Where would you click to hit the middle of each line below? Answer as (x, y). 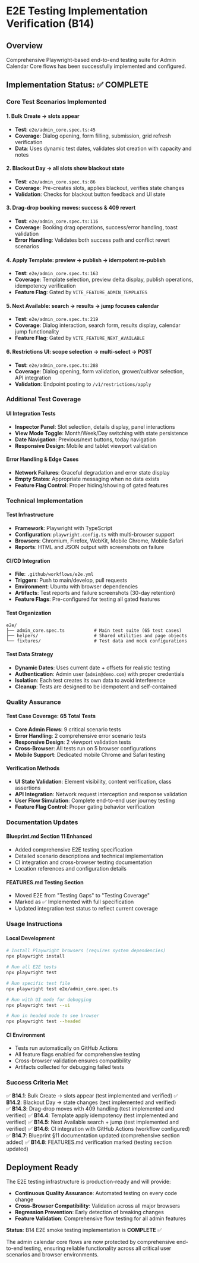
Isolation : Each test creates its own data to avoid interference (90, 680)
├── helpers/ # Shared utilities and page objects (97, 636)
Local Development (31, 938)
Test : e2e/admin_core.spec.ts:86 (55, 181)
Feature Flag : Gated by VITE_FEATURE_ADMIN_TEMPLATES (81, 292)
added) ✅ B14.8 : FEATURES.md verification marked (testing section (89, 1142)
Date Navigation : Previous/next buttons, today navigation (85, 439)
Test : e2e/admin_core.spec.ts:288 (56, 365)
